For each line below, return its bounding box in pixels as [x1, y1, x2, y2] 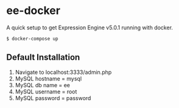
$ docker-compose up [6, 35, 59, 41]
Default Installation [6, 52, 80, 63]
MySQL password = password [15, 94, 91, 101]
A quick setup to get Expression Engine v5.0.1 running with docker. [6, 24, 174, 31]
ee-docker [6, 4, 61, 18]
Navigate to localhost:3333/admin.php [15, 68, 112, 76]
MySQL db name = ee [15, 81, 71, 88]
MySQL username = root [15, 88, 77, 95]
